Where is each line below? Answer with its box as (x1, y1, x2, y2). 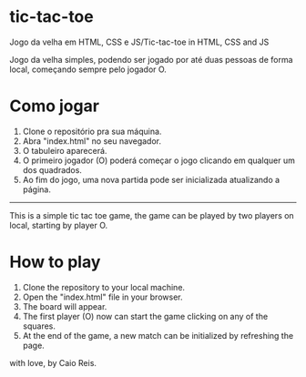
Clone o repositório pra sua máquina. (22, 126, 162, 137)
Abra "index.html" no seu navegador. (22, 135, 162, 147)
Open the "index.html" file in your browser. (22, 291, 183, 302)
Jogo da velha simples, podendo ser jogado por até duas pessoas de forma (9, 54, 293, 65)
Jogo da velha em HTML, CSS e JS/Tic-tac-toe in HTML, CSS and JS (9, 36, 270, 47)
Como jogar (9, 96, 100, 117)
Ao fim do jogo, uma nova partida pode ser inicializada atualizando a (22, 174, 280, 185)
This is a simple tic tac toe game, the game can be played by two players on (9, 209, 294, 220)
